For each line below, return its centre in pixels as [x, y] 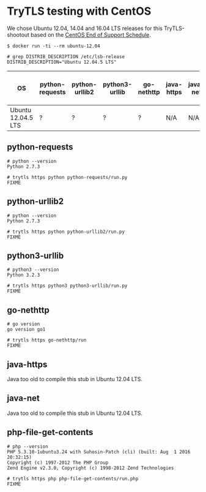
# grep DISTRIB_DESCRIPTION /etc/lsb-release [66, 56]
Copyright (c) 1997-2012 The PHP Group [58, 463]
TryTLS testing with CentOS [79, 11]
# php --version [28, 446]
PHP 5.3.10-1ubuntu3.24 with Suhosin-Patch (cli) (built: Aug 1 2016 [99, 452]
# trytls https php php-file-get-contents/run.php [73, 479]
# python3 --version [33, 270]
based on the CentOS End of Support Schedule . [91, 34]
